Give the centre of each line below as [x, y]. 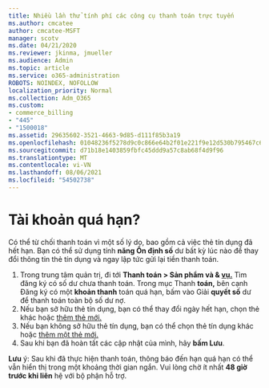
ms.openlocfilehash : [43, 143]
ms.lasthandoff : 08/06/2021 [55, 173]
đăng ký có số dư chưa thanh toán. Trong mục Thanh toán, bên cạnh [134, 283]
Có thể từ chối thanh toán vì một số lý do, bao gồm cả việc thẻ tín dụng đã [130, 242]
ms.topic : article [39, 68]
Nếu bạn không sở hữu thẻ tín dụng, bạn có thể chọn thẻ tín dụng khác [137, 325]
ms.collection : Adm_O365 [50, 98]
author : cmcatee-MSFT [44, 31]
